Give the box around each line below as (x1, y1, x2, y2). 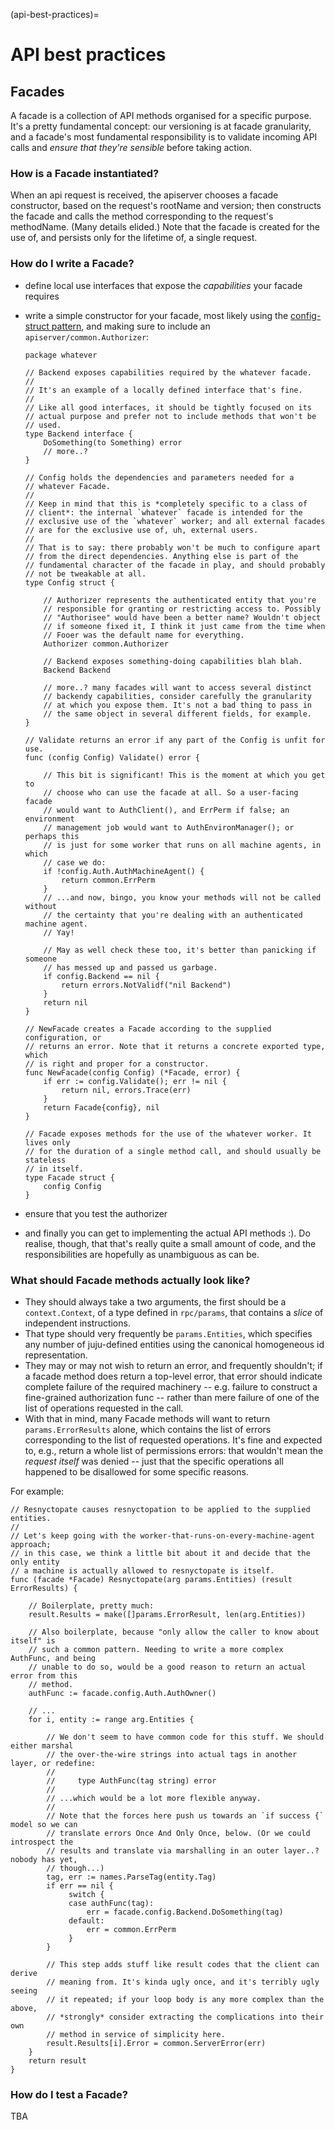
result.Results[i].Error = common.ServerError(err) (46, 2038, 267, 2048)
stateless (24, 1155, 67, 1165)
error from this (10, 1670, 78, 1681)
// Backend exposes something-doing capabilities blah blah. (43, 656, 303, 666)
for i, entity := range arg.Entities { (28, 1714, 195, 1724)
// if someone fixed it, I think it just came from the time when (43, 621, 326, 631)
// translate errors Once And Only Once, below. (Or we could (46, 1828, 311, 1838)
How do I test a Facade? (10, 2087, 128, 2101)
